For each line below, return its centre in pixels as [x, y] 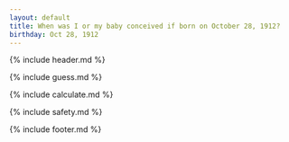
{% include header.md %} [57, 60]
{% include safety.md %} [56, 112]
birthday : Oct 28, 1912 [54, 34]
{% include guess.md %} [56, 77]
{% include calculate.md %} [61, 94]
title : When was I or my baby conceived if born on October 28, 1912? [145, 26]
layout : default [40, 18]
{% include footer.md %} [56, 129]
